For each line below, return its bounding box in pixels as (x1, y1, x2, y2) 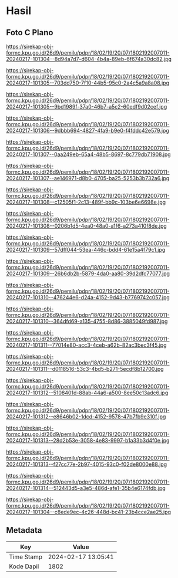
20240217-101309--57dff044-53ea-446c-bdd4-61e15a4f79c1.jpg (6, 246, 166, 253)
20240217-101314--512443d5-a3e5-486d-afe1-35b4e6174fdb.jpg (6, 485, 166, 491)
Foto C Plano (6, 28, 53, 38)
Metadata (6, 525, 42, 535)
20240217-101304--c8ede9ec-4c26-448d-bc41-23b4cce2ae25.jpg (6, 509, 172, 515)
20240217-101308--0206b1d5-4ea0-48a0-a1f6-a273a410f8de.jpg (6, 222, 167, 229)
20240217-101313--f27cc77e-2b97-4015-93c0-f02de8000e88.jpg (6, 461, 167, 468)
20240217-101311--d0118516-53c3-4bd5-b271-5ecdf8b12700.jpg (6, 366, 164, 372)
